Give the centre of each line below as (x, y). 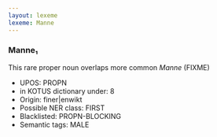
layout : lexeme (33, 15)
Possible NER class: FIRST (62, 108)
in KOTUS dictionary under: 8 (67, 91)
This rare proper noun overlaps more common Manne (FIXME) (109, 67)
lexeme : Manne (31, 23)
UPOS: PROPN (43, 83)
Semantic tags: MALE (54, 124)
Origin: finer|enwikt (51, 99)
